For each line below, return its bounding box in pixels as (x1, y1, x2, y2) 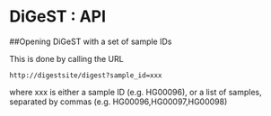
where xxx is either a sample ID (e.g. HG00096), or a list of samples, (9, 86, 262, 97)
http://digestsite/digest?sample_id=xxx (9, 70, 163, 80)
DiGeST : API (9, 6, 106, 27)
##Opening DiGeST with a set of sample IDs (9, 36, 172, 47)
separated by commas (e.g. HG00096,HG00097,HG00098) (9, 96, 228, 107)
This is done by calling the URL (9, 53, 124, 64)
